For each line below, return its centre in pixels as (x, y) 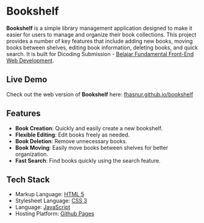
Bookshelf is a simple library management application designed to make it (100, 28)
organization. (32, 154)
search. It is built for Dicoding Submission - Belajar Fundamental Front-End (100, 54)
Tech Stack (28, 179)
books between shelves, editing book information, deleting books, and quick (102, 48)
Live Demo (27, 80)
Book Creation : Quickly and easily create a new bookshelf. (89, 128)
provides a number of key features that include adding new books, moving (100, 41)
